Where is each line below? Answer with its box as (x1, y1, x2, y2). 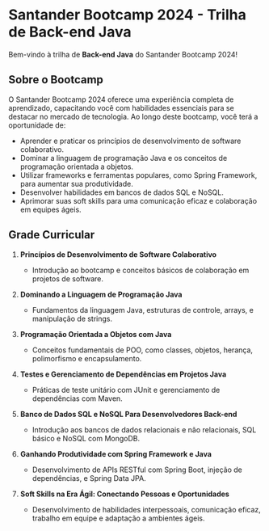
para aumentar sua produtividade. (19, 179, 133, 188)
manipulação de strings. (32, 314, 113, 323)
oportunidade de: (8, 120, 66, 130)
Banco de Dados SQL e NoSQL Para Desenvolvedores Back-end (19, 409, 237, 419)
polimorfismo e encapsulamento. (32, 353, 142, 363)
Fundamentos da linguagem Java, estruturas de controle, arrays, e (32, 305, 254, 314)
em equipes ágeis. (19, 204, 82, 214)
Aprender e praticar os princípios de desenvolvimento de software (19, 136, 242, 145)
